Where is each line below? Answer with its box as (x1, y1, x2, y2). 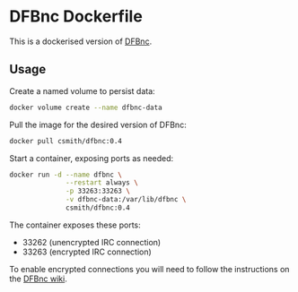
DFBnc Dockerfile (9, 6, 144, 27)
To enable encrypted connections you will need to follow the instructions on (9, 263, 290, 274)
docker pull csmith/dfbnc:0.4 (9, 136, 123, 145)
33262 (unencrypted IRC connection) (22, 236, 162, 247)
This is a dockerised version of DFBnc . (9, 36, 153, 47)
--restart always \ (66, 178, 139, 187)
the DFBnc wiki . (9, 273, 67, 284)
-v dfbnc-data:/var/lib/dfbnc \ (66, 195, 187, 204)
